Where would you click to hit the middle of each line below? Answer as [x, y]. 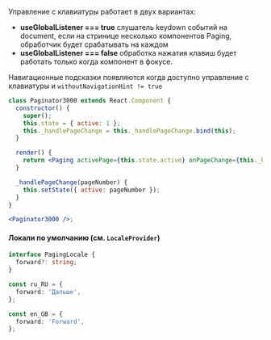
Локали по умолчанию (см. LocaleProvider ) [84, 237]
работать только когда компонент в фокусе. [96, 61]
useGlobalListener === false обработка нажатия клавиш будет [128, 53]
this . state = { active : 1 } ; [72, 123]
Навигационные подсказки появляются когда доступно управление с [129, 77]
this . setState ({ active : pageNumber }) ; [92, 190]
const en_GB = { [35, 314]
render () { [34, 153]
